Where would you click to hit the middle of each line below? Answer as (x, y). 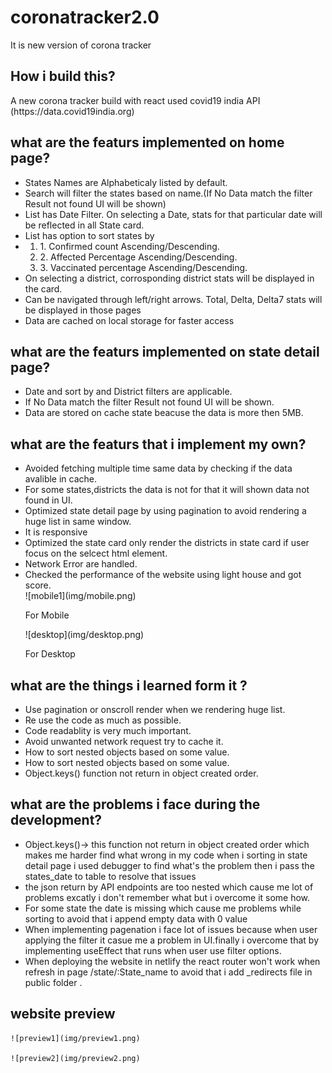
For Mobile (47, 615)
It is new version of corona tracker (81, 45)
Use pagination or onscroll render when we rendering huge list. (155, 709)
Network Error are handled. (81, 564)
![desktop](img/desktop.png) (84, 635)
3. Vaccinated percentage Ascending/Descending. (143, 267)
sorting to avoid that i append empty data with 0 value (136, 918)
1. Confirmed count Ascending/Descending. (129, 246)
